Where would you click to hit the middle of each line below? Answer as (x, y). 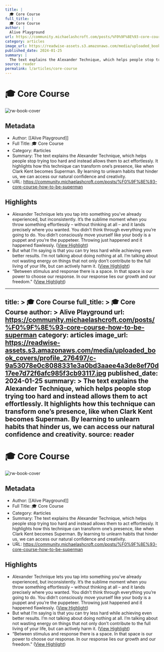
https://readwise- (33, 343)
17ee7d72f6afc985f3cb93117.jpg (56, 373)
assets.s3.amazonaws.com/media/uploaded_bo (81, 350)
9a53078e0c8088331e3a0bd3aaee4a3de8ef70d (82, 366)
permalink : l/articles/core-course (41, 69)
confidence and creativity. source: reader (70, 434)
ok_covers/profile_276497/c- (51, 358)
